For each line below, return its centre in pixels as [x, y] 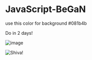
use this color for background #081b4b [46, 23]
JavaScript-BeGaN [46, 9]
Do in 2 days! [19, 33]
